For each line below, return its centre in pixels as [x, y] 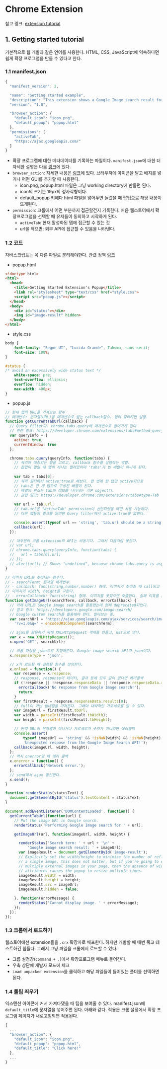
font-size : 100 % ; [32, 352]
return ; [26, 692]
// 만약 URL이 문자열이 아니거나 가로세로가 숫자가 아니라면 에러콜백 [75, 729]
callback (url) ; [30, 527]
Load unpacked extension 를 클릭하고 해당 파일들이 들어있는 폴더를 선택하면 [86, 971]
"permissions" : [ [28, 132]
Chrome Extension [44, 9]
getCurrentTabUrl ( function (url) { [45, 816]
